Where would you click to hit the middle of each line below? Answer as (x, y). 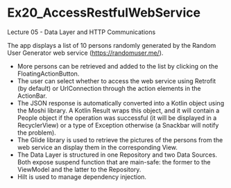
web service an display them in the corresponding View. (97, 147)
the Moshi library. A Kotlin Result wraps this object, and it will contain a (118, 110)
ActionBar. (32, 96)
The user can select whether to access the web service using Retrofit (117, 80)
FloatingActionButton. (48, 74)
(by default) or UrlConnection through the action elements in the (109, 88)
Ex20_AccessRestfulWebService (104, 13)
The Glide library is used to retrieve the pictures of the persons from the (120, 139)
